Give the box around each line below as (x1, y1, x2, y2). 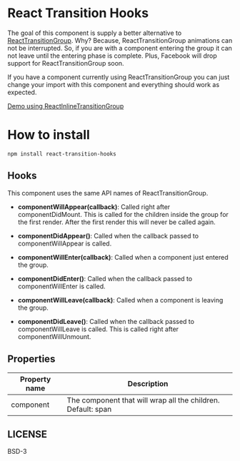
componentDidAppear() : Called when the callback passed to (17, 231, 199, 240)
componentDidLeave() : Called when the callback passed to (17, 317, 195, 325)
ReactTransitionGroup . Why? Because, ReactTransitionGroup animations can (7, 36, 233, 44)
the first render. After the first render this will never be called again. (17, 218, 216, 226)
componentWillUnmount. (17, 332, 91, 340)
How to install (7, 127, 91, 143)
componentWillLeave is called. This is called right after (17, 325, 179, 333)
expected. (7, 88, 37, 96)
